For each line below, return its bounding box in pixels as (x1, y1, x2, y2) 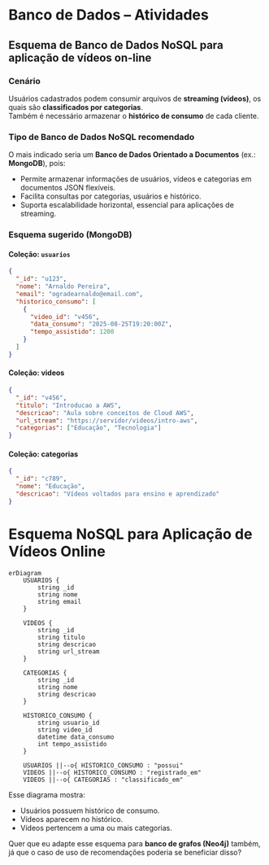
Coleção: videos (8, 368, 65, 378)
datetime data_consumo (37, 732, 115, 741)
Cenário (8, 75, 41, 86)
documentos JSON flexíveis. (20, 183, 116, 193)
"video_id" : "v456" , (29, 312, 100, 321)
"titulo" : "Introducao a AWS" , (15, 401, 122, 409)
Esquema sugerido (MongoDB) (8, 229, 132, 241)
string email (37, 597, 82, 605)
